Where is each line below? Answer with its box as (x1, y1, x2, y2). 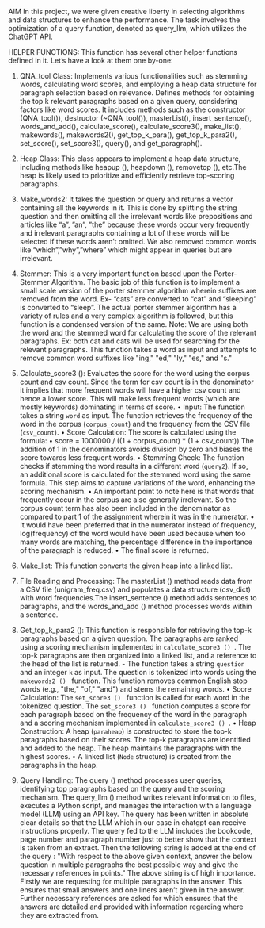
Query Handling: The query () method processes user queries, (19, 776, 223, 784)
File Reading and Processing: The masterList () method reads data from (19, 577, 253, 585)
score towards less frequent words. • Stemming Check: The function (19, 453, 244, 462)
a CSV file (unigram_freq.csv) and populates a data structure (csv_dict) (19, 585, 252, 594)
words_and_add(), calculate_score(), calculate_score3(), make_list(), (19, 122, 242, 131)
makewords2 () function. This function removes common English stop (19, 676, 248, 685)
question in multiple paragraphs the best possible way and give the (19, 860, 239, 869)
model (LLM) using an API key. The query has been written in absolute (19, 809, 249, 819)
